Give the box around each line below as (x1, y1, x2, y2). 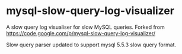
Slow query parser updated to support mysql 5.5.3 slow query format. (6, 41, 177, 48)
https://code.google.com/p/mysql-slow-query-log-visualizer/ (6, 29, 156, 36)
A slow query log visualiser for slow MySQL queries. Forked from (6, 23, 165, 31)
